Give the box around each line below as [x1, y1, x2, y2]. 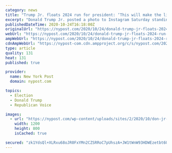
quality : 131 [5, 50, 33, 55]
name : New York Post [10, 74, 54, 80]
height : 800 [14, 126, 40, 131]
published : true [5, 60, 40, 65]
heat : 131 [5, 55, 27, 61]
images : [5, 111, 22, 117]
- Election [10, 93, 33, 98]
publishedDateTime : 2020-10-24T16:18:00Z [5, 22, 95, 27]
